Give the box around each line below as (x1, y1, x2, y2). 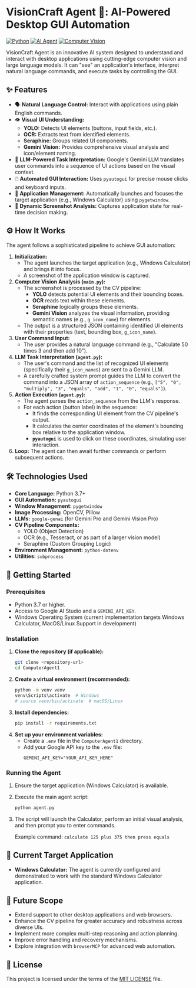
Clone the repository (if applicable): (14, 648, 104, 655)
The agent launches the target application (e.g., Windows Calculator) (23, 259, 191, 266)
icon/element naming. (23, 149, 77, 156)
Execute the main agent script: (14, 793, 89, 800)
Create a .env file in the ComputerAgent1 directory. (23, 737, 143, 744)
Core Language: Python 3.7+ (14, 490, 86, 497)
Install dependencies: (14, 709, 69, 716)
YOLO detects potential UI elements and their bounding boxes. (32, 291, 184, 298)
